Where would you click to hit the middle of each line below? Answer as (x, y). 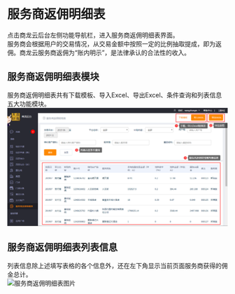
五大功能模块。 (29, 104)
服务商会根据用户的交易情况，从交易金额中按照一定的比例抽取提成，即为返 (114, 43)
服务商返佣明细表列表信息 (62, 247)
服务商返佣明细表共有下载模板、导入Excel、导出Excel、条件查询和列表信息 (115, 94)
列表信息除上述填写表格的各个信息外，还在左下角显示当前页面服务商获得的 (114, 265)
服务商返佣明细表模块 (53, 77)
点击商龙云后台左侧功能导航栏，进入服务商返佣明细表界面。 (93, 35)
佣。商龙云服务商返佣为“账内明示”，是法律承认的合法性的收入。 (99, 52)
